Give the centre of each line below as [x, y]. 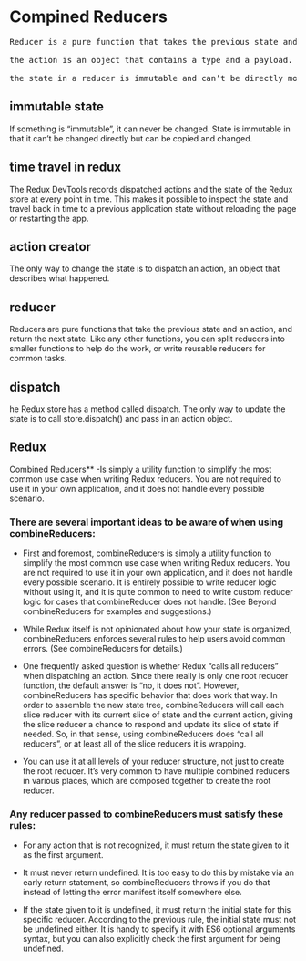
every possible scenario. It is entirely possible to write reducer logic [149, 582]
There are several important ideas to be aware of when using [147, 522]
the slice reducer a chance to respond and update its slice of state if [151, 725]
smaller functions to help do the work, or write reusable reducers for [138, 349]
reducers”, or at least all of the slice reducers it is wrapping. [134, 744]
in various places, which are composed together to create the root [147, 781]
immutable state [57, 107]
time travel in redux [65, 167]
